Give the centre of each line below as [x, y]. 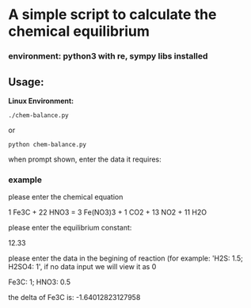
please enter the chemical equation [66, 197]
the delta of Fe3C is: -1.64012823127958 [74, 298]
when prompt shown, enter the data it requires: [85, 159]
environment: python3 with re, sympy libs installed [108, 56]
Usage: [27, 82]
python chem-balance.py [48, 144]
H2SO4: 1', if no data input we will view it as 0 [82, 267]
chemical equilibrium [79, 31]
